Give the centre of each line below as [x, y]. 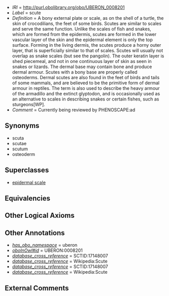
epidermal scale [29, 182]
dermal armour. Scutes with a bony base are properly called [75, 72]
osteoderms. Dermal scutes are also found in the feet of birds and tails [86, 77]
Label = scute [26, 13]
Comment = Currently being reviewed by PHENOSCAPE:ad [74, 110]
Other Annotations [35, 233]
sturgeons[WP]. [28, 104]
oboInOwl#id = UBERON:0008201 [47, 250]
